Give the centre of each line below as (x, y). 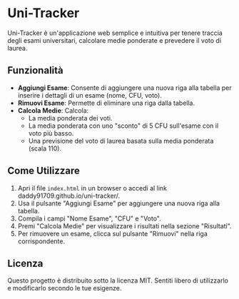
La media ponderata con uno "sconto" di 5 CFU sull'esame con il (123, 126)
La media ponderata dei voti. (70, 118)
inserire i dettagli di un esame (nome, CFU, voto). (90, 95)
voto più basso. (51, 133)
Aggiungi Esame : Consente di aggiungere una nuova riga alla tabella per (124, 88)
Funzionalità (35, 70)
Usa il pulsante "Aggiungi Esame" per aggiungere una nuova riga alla (118, 203)
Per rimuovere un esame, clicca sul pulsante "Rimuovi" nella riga (113, 233)
